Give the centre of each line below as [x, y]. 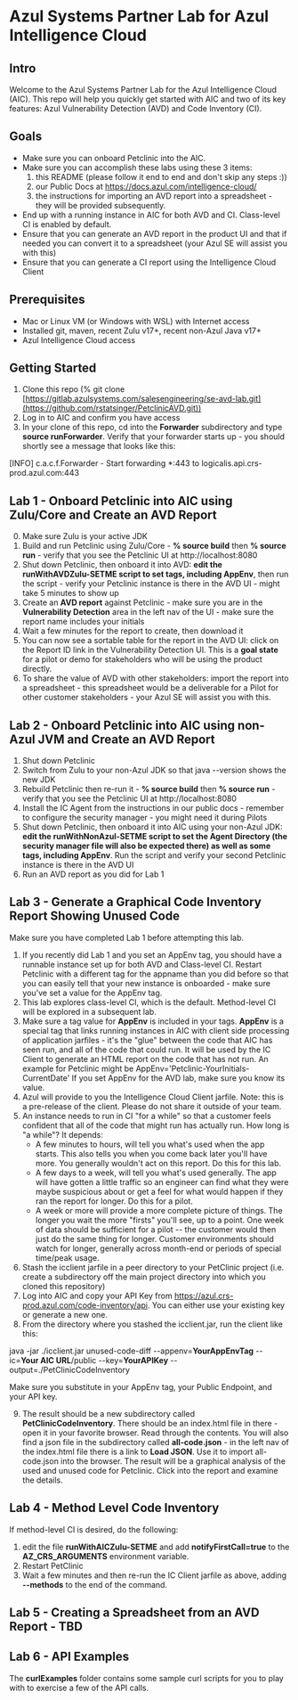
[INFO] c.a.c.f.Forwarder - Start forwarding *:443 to [105, 463]
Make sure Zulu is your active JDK [85, 536]
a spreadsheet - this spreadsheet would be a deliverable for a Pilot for [150, 688]
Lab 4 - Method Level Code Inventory [114, 1508]
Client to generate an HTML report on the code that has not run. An [145, 1058]
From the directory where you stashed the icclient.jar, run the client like [152, 1324]
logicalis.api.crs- [232, 463]
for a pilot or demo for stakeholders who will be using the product [142, 659]
